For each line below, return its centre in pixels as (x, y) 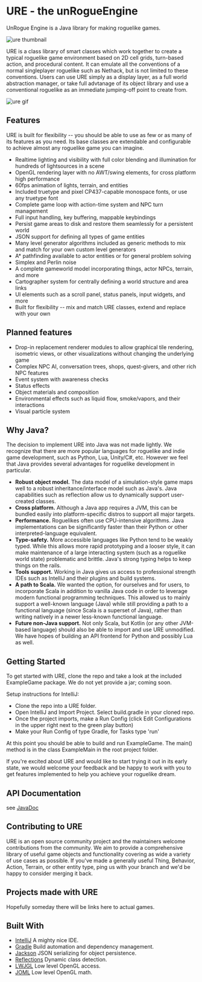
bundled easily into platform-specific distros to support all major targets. (105, 514)
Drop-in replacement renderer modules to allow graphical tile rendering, (104, 347)
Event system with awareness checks (62, 379)
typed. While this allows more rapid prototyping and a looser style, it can (105, 546)
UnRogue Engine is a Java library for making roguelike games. (84, 28)
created (25, 501)
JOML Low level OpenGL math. (53, 972)
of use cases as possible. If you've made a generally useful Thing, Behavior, (101, 860)
